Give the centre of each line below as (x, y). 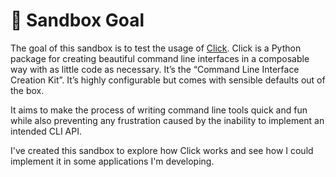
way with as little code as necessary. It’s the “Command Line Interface (155, 69)
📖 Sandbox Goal (77, 20)
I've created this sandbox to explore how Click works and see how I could (162, 150)
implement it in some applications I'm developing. (112, 161)
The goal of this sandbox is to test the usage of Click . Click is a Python (156, 48)
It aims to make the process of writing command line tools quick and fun (159, 110)
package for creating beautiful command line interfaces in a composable (160, 58)
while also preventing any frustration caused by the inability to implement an (167, 120)
